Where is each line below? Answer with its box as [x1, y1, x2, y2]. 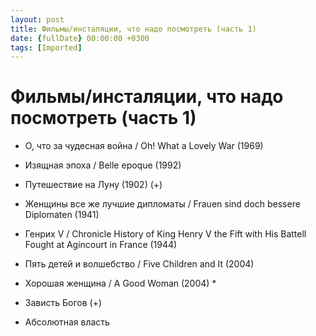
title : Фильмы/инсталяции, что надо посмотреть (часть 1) [10, 24, 257, 34]
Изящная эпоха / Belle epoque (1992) [24, 159, 182, 171]
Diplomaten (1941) [24, 209, 100, 221]
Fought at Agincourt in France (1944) [24, 239, 178, 251]
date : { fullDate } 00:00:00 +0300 [10, 33, 150, 43]
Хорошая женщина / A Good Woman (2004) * [24, 277, 217, 290]
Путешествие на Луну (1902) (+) [24, 179, 163, 191]
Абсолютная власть [24, 316, 110, 328]
